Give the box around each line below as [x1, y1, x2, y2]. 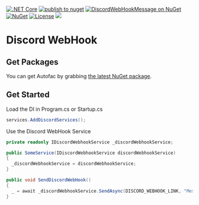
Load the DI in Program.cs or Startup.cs [6, 105, 103, 113]
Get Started [6, 89, 50, 100]
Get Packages [6, 57, 59, 67]
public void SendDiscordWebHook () [6, 177, 92, 183]
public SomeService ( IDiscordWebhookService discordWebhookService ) [6, 150, 176, 156]
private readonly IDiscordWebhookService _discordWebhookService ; [6, 139, 174, 145]
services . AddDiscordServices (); [6, 117, 86, 123]
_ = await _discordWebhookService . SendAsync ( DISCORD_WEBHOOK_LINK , [11, 188, 182, 194]
